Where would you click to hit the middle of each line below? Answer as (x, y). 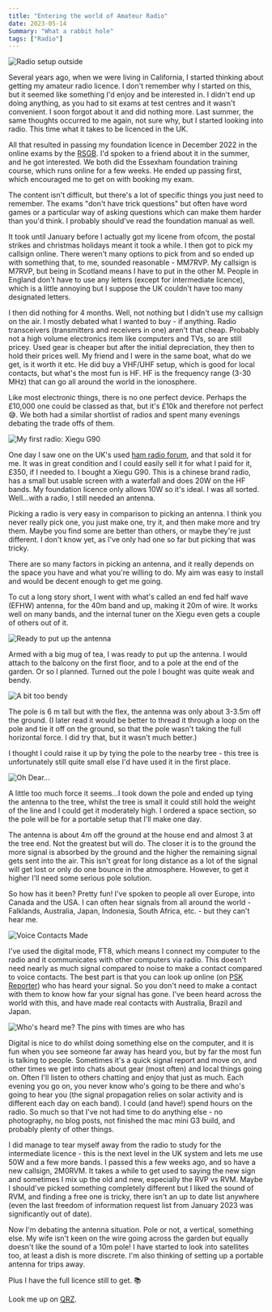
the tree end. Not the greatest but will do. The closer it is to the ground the (132, 844)
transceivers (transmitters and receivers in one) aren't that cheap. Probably (134, 330)
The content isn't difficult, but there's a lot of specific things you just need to (136, 195)
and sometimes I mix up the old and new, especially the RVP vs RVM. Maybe (136, 1180)
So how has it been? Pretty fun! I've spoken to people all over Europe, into (132, 894)
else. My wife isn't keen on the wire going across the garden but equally (129, 1238)
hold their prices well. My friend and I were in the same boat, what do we (130, 356)
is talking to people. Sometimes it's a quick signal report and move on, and (133, 1060)
